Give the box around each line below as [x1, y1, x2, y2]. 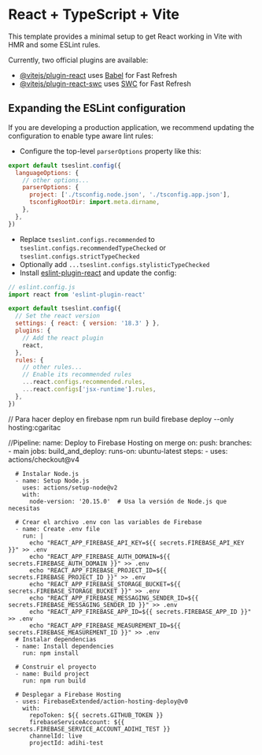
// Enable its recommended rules [22, 370, 132, 379]
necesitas [8, 504, 41, 512]
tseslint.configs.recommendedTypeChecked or [19, 243, 167, 252]
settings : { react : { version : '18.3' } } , [15, 319, 160, 328]
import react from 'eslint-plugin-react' [8, 290, 146, 299]
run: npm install [22, 649, 79, 657]
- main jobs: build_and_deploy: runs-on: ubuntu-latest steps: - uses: [8, 446, 228, 456]
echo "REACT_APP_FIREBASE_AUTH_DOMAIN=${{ [28, 552, 171, 560]
